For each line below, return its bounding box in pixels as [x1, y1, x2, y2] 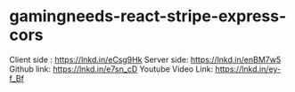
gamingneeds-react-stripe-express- [9, 6, 287, 27]
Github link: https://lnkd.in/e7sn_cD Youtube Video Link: [9, 64, 214, 74]
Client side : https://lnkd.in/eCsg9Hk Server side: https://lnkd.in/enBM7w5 [9, 54, 282, 65]
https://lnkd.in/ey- [215, 64, 282, 74]
